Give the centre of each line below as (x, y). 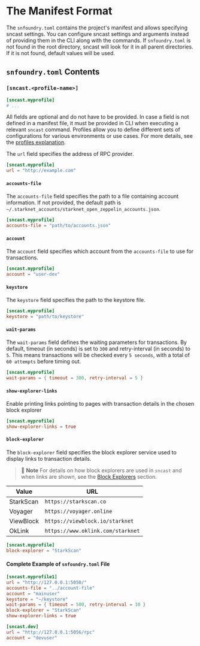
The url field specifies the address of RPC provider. (70, 154)
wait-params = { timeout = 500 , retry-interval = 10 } (76, 605)
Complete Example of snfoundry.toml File (58, 564)
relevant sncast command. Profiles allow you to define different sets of (93, 129)
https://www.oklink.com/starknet (92, 531)
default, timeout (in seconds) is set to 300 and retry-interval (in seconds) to (98, 349)
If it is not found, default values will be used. (61, 53)
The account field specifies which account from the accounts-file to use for (100, 251)
